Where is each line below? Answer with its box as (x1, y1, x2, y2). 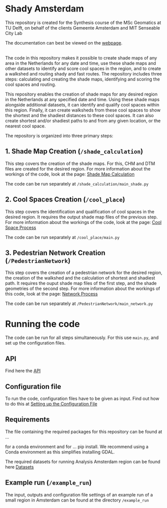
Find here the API (5, 368, 41, 374)
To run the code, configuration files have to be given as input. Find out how (5, 395, 160, 401)
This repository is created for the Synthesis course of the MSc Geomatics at (5, 19, 162, 25)
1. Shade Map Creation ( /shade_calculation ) (5, 147, 144, 155)
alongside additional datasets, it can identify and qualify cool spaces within (5, 101, 160, 107)
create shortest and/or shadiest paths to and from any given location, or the (5, 117, 161, 123)
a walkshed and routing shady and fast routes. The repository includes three (5, 70, 162, 76)
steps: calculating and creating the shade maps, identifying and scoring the (5, 76, 161, 82)
